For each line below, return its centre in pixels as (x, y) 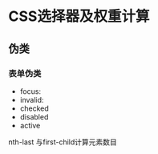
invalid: (32, 99)
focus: (30, 91)
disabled (34, 116)
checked (34, 108)
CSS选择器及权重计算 (79, 16)
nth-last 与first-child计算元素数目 (63, 142)
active (30, 125)
